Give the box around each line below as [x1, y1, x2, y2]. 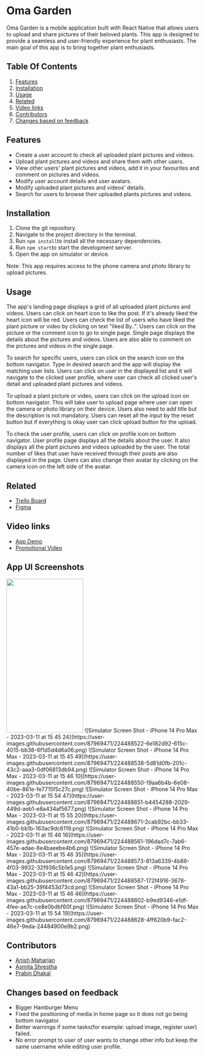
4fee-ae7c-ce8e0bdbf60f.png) [6, 903, 85, 910]
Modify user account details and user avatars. [15, 177, 132, 184]
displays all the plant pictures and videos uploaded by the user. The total [6, 443, 190, 451]
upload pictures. [6, 269, 48, 277]
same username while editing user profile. [15, 1043, 122, 1050]
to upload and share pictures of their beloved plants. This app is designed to [6, 30, 199, 37]
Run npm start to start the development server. [15, 244, 133, 251]
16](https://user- [62, 831, 104, 838]
